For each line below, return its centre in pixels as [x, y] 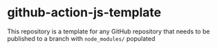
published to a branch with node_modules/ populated [81, 38]
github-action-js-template [84, 13]
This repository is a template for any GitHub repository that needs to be [108, 31]
